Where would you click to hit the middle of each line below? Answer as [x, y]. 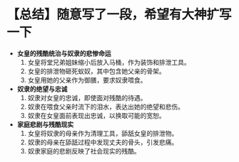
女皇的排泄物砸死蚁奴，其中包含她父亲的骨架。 [96, 71]
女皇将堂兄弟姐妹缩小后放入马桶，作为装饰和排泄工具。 [109, 62]
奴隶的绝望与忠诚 [42, 89]
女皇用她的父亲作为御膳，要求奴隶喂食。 [87, 80]
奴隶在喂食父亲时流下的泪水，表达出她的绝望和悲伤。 [106, 107]
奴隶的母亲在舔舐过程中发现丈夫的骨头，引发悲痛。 [103, 142]
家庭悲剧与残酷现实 [45, 124]
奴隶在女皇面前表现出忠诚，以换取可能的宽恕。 [96, 115]
